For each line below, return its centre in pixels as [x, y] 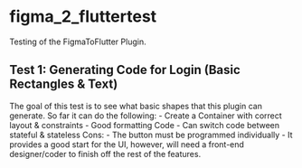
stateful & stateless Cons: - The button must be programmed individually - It [151, 135]
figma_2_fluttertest [83, 17]
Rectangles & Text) [64, 84]
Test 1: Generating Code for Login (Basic [125, 70]
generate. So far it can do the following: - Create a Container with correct [146, 116]
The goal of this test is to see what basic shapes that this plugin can [136, 106]
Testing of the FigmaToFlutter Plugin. [78, 42]
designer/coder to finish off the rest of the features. [105, 154]
